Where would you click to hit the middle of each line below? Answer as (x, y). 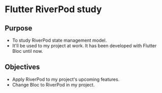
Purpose (19, 28)
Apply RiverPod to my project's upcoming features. (66, 79)
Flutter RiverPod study (53, 9)
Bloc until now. (28, 51)
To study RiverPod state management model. (59, 40)
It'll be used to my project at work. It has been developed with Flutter (84, 46)
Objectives (22, 67)
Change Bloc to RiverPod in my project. (53, 84)
